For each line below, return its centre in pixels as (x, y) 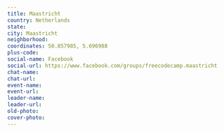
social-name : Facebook (40, 59)
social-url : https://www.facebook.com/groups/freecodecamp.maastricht (112, 66)
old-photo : (23, 111)
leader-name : (26, 98)
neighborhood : (28, 40)
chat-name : (23, 72)
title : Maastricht (34, 14)
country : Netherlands (39, 20)
